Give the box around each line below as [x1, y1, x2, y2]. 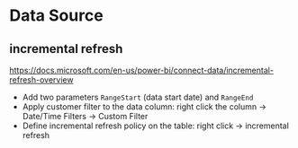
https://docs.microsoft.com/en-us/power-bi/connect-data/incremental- [9, 65, 275, 75]
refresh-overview [9, 74, 74, 85]
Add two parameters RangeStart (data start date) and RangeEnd [22, 91, 254, 102]
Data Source [9, 5, 104, 26]
